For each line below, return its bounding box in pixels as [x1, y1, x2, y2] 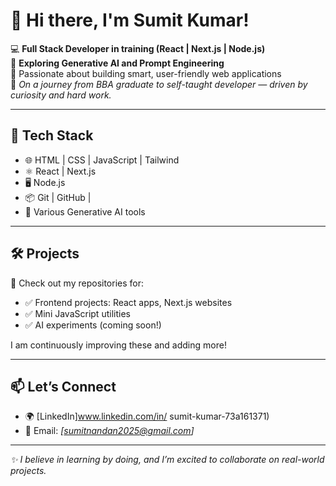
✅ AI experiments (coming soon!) [24, 319, 162, 331]
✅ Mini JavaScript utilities [24, 307, 131, 319]
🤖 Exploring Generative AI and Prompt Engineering [10, 57, 225, 69]
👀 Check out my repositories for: [10, 277, 145, 289]
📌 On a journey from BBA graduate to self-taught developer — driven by [10, 78, 308, 90]
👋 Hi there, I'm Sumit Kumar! [10, 9, 250, 32]
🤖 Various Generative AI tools [24, 205, 146, 218]
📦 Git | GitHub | [24, 191, 92, 203]
